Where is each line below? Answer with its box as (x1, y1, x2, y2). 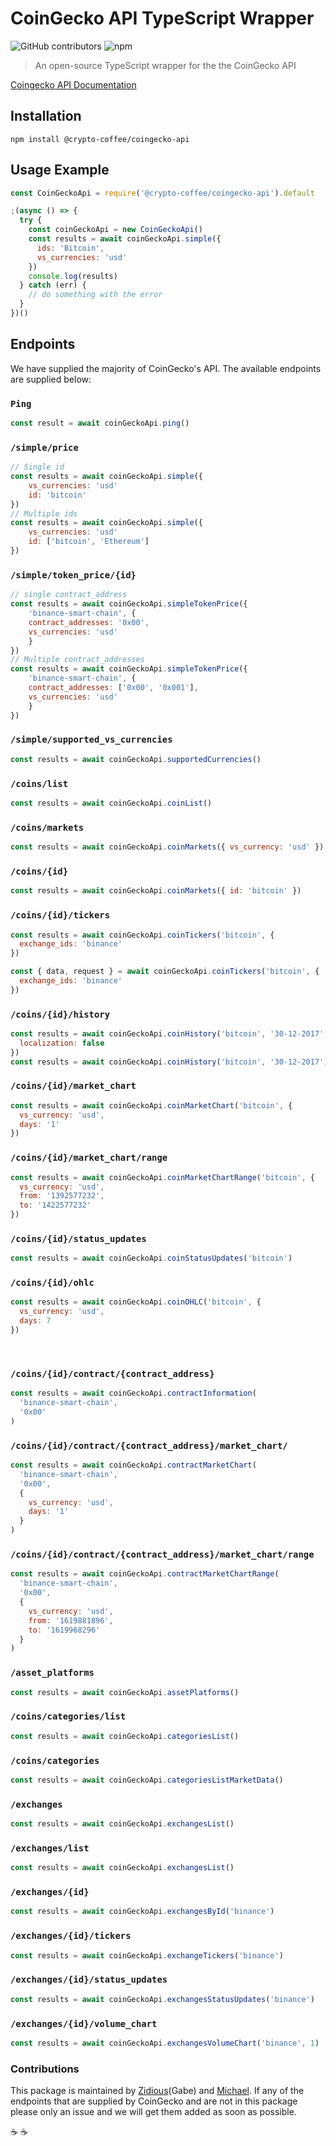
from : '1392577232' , (19, 1191, 105, 1201)
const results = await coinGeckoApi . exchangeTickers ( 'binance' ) (10, 1950, 284, 1961)
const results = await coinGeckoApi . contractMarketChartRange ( (10, 1569, 280, 1579)
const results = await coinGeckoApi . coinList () (10, 798, 213, 808)
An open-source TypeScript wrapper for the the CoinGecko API (34, 59, 297, 71)
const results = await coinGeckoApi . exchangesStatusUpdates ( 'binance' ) (10, 1994, 315, 2004)
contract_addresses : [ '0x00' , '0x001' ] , (28, 683, 199, 693)
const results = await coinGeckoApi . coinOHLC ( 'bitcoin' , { (10, 1297, 262, 1307)
